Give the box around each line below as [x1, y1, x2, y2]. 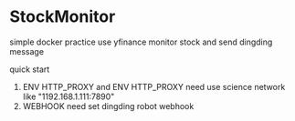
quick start [9, 64, 50, 75]
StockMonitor [9, 6, 116, 27]
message [9, 45, 44, 56]
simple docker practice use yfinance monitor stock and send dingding [9, 36, 273, 47]
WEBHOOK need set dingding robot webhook [22, 100, 195, 111]
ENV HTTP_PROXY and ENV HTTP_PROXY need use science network [22, 81, 286, 92]
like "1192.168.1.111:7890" [22, 91, 115, 102]
